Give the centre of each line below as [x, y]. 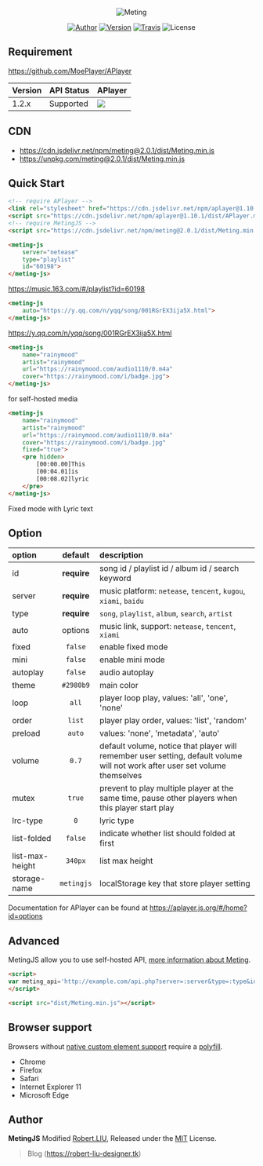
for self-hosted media [43, 399]
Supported [69, 104]
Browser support [50, 1027]
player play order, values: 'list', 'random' [173, 721]
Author [25, 1119]
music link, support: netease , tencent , [168, 627]
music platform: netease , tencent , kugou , [172, 591]
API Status [70, 90]
